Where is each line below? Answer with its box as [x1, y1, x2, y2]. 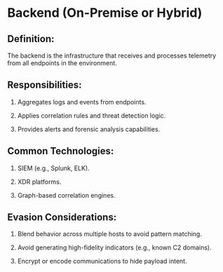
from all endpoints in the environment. [7, 59, 117, 67]
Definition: [7, 33, 55, 45]
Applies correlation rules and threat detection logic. [17, 111, 166, 120]
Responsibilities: [7, 79, 82, 91]
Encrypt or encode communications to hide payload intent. [17, 257, 187, 266]
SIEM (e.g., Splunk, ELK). [17, 163, 90, 172]
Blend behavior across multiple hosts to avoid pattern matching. [17, 230, 202, 238]
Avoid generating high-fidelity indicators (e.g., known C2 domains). [17, 243, 212, 252]
